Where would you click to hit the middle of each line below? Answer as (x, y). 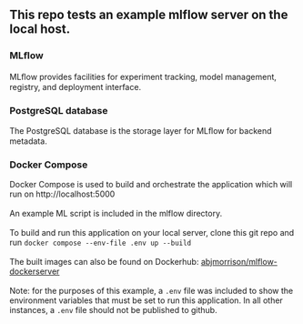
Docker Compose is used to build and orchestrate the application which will (151, 185)
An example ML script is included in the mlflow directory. (116, 214)
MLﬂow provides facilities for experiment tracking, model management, (143, 76)
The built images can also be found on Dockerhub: (104, 262)
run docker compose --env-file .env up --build (101, 243)
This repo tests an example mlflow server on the (149, 15)
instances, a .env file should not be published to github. (113, 310)
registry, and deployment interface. (76, 86)
